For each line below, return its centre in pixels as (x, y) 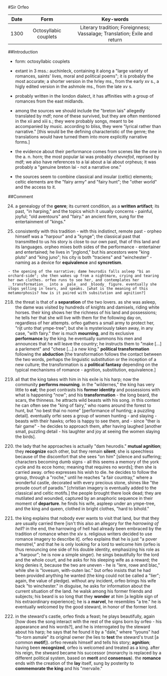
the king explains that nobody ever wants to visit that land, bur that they (87, 518)
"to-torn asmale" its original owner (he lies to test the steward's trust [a (87, 637)
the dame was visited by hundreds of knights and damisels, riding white (87, 307)
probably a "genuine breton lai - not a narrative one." (68, 167)
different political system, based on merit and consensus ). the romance (88, 658)
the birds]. (25, 437)
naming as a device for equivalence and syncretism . (69, 262)
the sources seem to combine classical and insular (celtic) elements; (84, 177)
